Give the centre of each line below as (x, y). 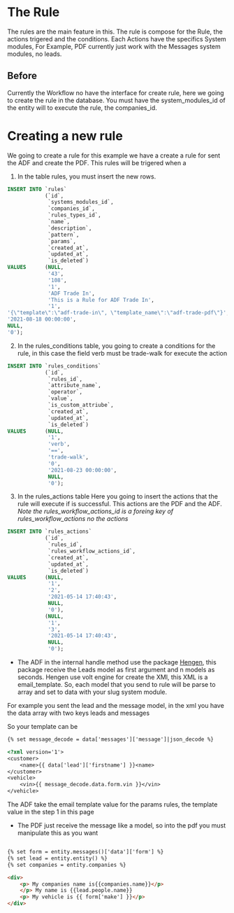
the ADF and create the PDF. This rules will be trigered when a (97, 162)
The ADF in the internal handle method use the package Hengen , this (117, 662)
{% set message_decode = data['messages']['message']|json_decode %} (111, 739)
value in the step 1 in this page (51, 812)
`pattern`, (64, 235)
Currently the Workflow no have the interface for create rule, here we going (116, 92)
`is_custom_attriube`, (81, 405)
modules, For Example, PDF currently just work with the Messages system (114, 46)
